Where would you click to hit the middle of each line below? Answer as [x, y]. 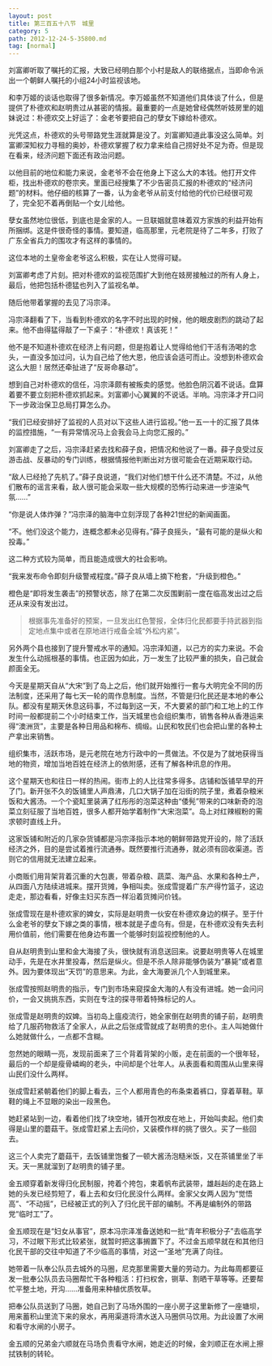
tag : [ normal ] [32, 46]
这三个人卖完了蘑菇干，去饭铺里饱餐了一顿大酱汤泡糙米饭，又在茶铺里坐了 [132, 1156]
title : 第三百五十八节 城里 [51, 24]
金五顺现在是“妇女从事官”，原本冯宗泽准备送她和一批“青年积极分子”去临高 [132, 1231]
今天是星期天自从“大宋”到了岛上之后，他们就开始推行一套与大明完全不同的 [132, 685]
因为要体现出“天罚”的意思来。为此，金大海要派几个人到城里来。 [128, 972]
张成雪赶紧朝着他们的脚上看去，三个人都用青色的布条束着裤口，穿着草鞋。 [132, 1091]
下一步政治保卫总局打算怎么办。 [62, 405]
